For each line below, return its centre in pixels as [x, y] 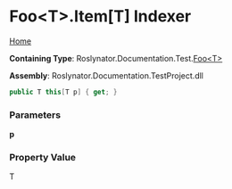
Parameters [35, 115]
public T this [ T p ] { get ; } [63, 92]
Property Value [43, 158]
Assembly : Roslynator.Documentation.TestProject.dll [106, 75]
